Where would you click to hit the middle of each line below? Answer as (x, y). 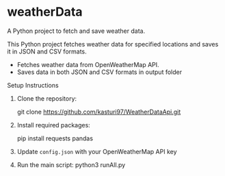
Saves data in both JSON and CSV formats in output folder (100, 72)
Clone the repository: (47, 98)
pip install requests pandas (55, 138)
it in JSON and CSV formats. (47, 51)
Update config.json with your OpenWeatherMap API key (97, 151)
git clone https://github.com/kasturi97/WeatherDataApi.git (99, 112)
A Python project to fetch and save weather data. (76, 31)
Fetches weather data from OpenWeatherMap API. (88, 64)
